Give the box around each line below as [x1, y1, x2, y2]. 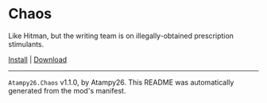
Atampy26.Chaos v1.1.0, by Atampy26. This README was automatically [8, 77, 234, 87]
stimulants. [8, 39, 44, 48]
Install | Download [8, 55, 68, 64]
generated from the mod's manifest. [8, 86, 126, 95]
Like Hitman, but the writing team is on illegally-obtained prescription [8, 31, 234, 40]
